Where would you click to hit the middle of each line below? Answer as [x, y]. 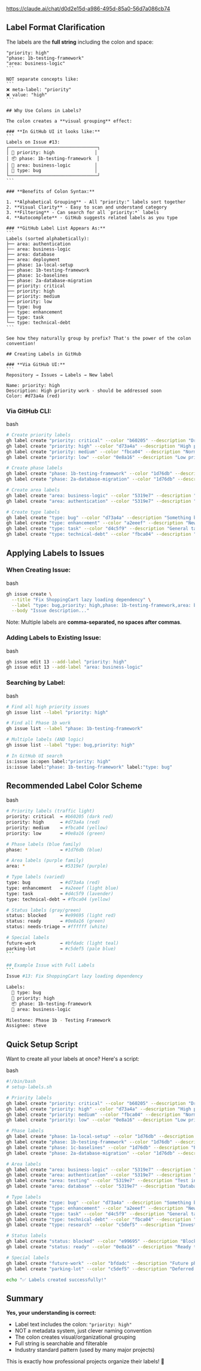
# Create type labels [33, 512]
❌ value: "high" [27, 95]
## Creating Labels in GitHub [44, 354]
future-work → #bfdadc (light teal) [63, 943]
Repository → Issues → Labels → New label [60, 375]
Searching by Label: [36, 683]
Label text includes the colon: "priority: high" [73, 1324]
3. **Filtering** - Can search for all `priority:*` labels [83, 212]
